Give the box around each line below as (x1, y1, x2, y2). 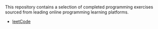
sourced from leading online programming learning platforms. (5, 9, 129, 15)
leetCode (12, 19, 31, 24)
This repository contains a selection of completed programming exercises (5, 4, 154, 10)
